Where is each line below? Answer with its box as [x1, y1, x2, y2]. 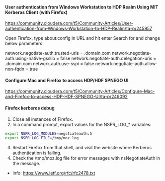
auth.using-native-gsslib [5, 55, 56, 62]
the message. [12, 161, 41, 167]
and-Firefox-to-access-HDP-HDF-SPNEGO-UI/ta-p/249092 [5, 93, 128, 99]
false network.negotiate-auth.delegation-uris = [60, 55, 157, 62]
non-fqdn [5, 66, 25, 72]
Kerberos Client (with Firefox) [5, 9, 68, 15]
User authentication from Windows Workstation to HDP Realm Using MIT [5, 4, 159, 10]
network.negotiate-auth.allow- [95, 61, 158, 67]
